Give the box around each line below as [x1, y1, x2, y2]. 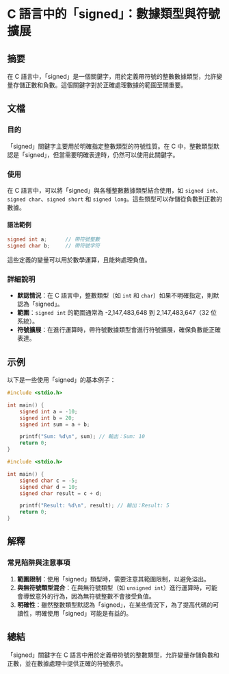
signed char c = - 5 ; [19, 477, 78, 484]
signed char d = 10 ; [19, 483, 78, 490]
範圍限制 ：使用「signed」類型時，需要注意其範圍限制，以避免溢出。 [16, 575, 211, 583]
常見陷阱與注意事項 [7, 558, 70, 568]
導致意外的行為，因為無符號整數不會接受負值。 [23, 592, 155, 600]
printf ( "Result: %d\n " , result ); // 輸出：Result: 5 [19, 502, 170, 509]
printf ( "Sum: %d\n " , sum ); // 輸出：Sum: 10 [19, 433, 146, 440]
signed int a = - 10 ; [19, 408, 78, 415]
